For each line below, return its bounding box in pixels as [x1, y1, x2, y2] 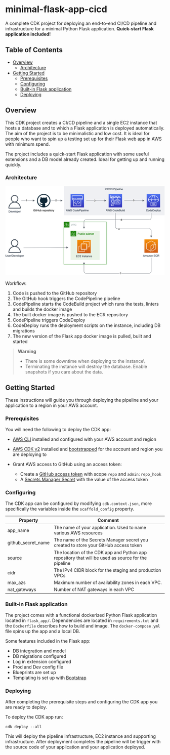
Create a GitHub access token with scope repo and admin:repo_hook [20, 471, 162, 477]
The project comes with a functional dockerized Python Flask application [5, 612, 157, 618]
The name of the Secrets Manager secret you [54, 537, 148, 543]
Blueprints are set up [12, 669, 57, 676]
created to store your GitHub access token [54, 542, 142, 549]
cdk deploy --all [5, 725, 42, 730]
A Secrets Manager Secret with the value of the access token [20, 476, 148, 482]
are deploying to [12, 451, 47, 457]
